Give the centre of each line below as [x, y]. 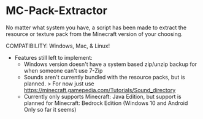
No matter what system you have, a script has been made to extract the [96, 27]
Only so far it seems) [50, 109]
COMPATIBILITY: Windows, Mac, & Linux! [58, 46]
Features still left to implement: [53, 57]
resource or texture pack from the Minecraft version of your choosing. [94, 34]
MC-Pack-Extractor [57, 11]
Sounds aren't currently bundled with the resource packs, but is [104, 77]
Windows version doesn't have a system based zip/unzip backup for [110, 64]
